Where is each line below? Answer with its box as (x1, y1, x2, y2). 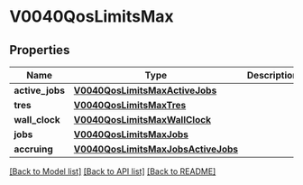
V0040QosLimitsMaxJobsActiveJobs (73, 143, 239, 155)
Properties (9, 42, 70, 58)
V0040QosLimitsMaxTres (73, 99, 187, 111)
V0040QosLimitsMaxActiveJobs (73, 84, 217, 97)
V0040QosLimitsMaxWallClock (73, 114, 212, 125)
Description (246, 69, 298, 81)
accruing (14, 143, 53, 155)
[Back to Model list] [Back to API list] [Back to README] (9, 166, 216, 177)
